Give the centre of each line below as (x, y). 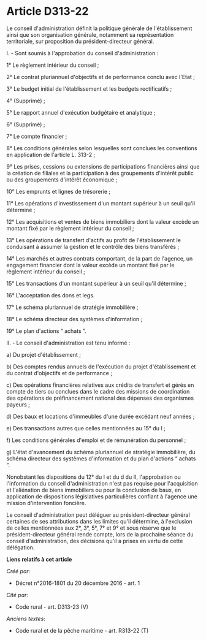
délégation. (21, 547)
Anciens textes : (26, 619)
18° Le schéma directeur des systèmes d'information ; (74, 319)
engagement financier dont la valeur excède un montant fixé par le (90, 265)
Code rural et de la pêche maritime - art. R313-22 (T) (82, 630)
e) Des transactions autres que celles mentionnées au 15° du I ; (86, 428)
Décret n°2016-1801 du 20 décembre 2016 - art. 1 (78, 583)
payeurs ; (18, 404)
